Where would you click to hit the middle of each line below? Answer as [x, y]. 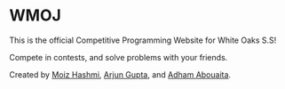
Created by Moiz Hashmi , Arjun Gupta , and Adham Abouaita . [120, 74]
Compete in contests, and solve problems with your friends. [119, 57]
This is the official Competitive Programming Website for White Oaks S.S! [143, 40]
